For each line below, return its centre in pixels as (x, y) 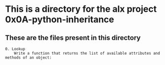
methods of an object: (28, 58)
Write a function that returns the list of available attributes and (87, 53)
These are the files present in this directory (73, 38)
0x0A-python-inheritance (60, 19)
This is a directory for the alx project (81, 9)
